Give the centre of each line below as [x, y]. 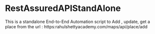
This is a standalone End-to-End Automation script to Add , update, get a [77, 22]
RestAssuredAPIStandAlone [63, 8]
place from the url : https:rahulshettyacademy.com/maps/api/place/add [76, 26]
